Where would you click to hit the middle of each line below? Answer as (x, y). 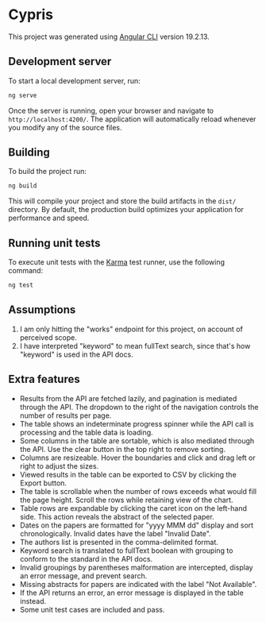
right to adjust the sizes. (59, 466)
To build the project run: (48, 172)
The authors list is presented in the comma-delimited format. (119, 542)
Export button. (43, 483)
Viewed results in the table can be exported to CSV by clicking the (128, 474)
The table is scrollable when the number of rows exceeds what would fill (138, 491)
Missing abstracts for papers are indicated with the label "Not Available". (138, 584)
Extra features (44, 379)
